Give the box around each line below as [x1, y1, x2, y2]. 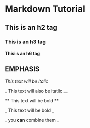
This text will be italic [5, 78, 49, 84]
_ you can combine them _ [5, 117, 59, 123]
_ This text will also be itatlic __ [5, 88, 68, 94]
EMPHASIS [5, 65, 40, 73]
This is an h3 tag [5, 38, 46, 45]
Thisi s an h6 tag [5, 51, 40, 57]
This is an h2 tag [5, 23, 57, 32]
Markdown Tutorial [5, 3, 86, 15]
